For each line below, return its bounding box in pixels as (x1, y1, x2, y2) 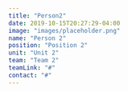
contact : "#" (8, 71, 52, 79)
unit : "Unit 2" (8, 49, 60, 57)
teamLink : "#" (8, 64, 56, 72)
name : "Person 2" (8, 34, 67, 42)
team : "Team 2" (8, 57, 60, 65)
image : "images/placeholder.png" (8, 26, 121, 34)
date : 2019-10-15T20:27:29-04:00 (8, 19, 121, 27)
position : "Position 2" (8, 42, 89, 50)
